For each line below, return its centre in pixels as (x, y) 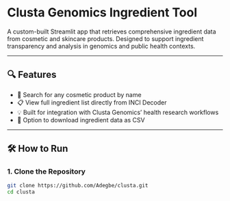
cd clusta (21, 192)
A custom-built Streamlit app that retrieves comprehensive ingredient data (112, 31)
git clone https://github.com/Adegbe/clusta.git (78, 186)
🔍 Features (32, 75)
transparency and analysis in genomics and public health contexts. (101, 46)
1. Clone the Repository (46, 172)
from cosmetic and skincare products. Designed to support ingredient (105, 38)
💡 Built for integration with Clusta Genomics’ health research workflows (118, 112)
